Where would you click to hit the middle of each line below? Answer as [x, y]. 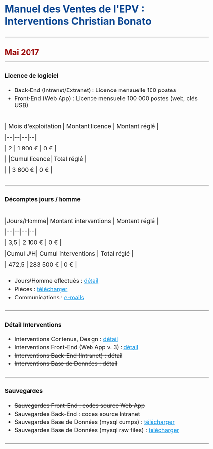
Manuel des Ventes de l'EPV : [75, 9]
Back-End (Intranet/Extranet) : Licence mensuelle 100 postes [95, 90]
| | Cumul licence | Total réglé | [46, 159]
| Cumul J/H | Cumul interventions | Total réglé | [69, 254]
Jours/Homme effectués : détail [57, 281]
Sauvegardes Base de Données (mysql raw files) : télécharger [97, 430]
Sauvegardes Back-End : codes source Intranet [77, 414]
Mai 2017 [22, 52]
